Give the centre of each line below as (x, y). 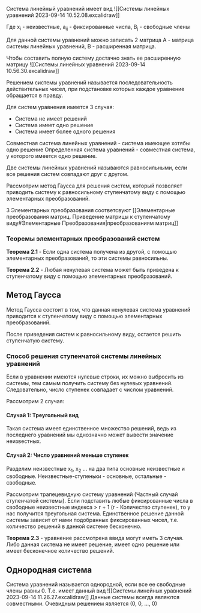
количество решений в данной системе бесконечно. (74, 526)
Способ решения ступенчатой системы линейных (84, 356)
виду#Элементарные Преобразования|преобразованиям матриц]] (92, 223)
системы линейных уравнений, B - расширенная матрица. (81, 46)
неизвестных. (24, 441)
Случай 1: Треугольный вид (43, 415)
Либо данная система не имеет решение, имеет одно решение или (93, 544)
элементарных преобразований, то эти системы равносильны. (87, 258)
